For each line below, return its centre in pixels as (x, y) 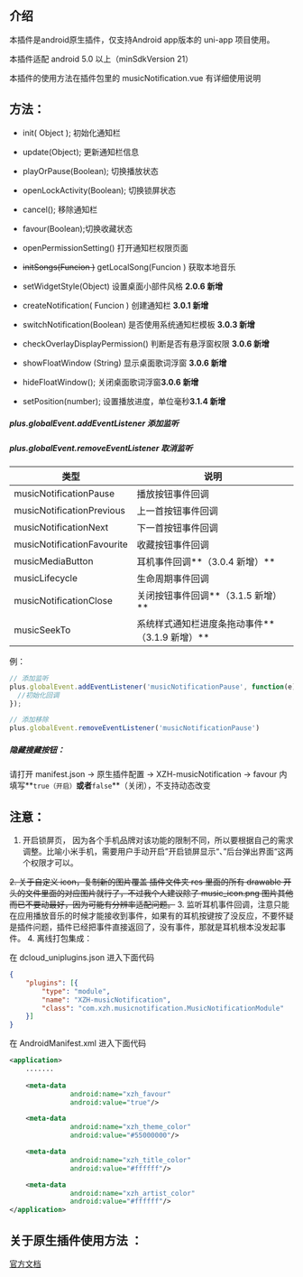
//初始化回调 (39, 695)
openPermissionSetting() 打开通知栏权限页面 (105, 247)
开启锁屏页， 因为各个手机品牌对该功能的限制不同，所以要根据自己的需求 (158, 840)
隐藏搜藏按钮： (37, 750)
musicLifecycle (46, 578)
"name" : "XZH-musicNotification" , (106, 1000)
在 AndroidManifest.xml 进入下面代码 (78, 1043)
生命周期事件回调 (173, 578)
